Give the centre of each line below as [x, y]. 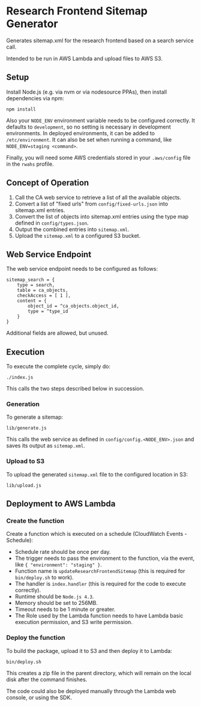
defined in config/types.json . [52, 223]
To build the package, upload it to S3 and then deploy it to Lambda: [89, 651]
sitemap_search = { [31, 280]
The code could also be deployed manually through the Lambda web [91, 691]
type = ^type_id [48, 311]
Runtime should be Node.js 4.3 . [54, 596]
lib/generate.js [26, 428]
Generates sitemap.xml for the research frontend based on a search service [100, 40]
